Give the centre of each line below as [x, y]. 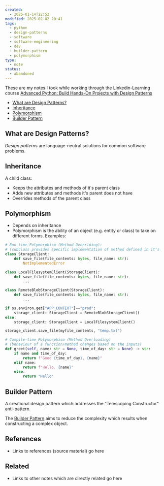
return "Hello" [38, 376]
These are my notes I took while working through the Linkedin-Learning [78, 88]
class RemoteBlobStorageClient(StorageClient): [55, 290]
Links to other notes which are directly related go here [67, 478]
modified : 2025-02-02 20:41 [34, 19]
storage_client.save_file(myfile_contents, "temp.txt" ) [64, 331]
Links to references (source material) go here [58, 451]
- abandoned [22, 74]
